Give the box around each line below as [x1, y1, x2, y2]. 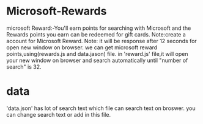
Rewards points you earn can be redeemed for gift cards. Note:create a [6, 30, 186, 38]
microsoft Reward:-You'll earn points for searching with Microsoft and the [6, 24, 191, 32]
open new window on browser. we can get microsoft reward [6, 44, 158, 51]
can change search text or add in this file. [6, 111, 111, 118]
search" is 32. [6, 63, 42, 71]
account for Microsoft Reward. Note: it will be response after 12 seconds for [6, 37, 197, 44]
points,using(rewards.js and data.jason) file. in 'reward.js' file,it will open [6, 50, 188, 57]
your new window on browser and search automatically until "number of [6, 57, 188, 64]
